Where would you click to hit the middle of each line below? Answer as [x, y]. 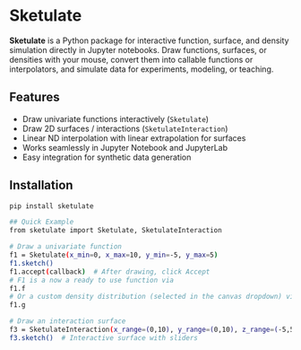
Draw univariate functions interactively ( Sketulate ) [115, 118]
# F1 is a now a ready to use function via [92, 280]
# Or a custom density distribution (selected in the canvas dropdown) [146, 297]
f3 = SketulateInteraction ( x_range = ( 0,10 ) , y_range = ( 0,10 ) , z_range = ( [144, 330]
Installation [41, 185]
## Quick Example [42, 222]
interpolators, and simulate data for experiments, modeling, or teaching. [142, 69]
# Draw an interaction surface [68, 321]
